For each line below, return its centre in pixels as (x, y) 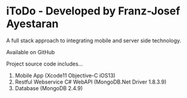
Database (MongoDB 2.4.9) (49, 88)
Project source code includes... (45, 64)
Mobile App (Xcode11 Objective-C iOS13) (65, 75)
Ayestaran (32, 24)
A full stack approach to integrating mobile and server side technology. (94, 40)
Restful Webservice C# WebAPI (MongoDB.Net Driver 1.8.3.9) (91, 82)
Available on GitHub (31, 52)
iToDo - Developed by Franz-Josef (93, 11)
